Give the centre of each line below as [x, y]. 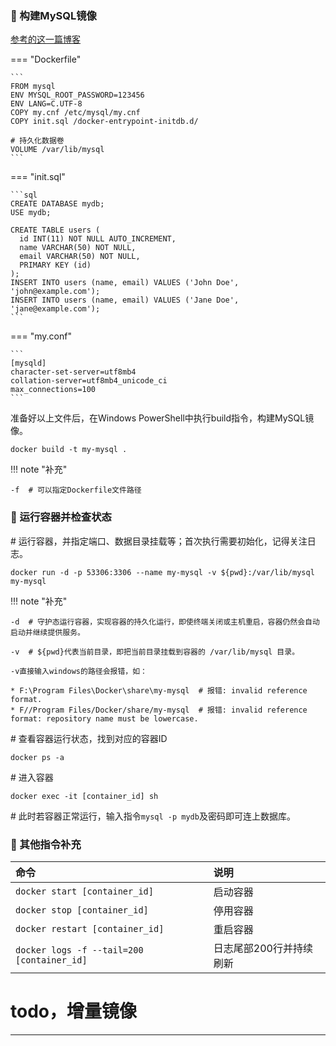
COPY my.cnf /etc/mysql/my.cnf [75, 113]
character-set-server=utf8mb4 [73, 372]
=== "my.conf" [41, 336]
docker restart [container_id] [90, 928]
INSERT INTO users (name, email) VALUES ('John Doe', [125, 283]
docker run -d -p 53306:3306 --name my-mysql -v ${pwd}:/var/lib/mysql [162, 572]
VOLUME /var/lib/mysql [57, 150]
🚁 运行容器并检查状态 [61, 517]
